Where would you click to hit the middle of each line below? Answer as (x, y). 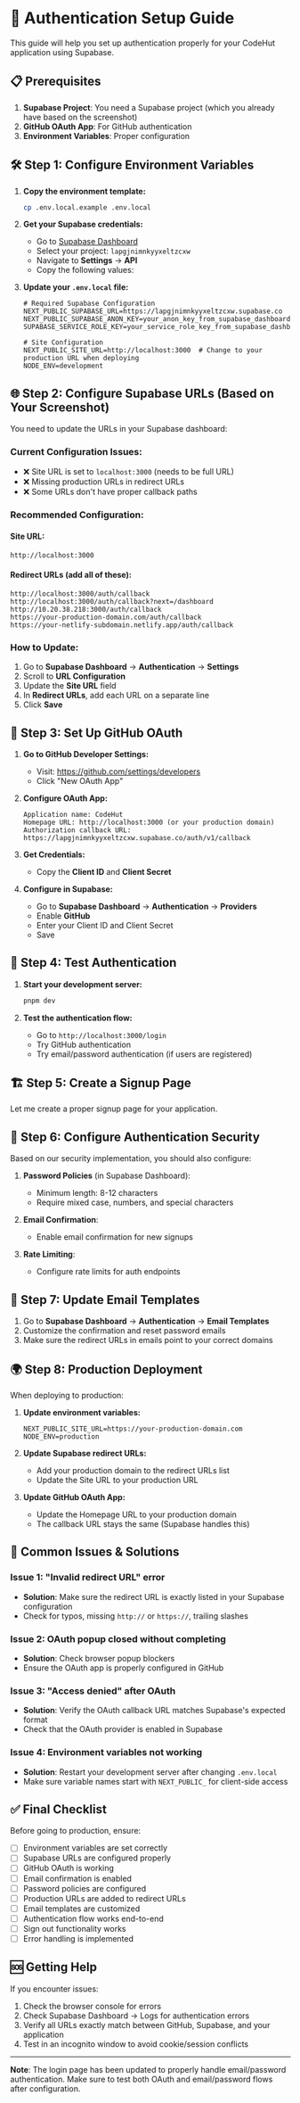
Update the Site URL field (69, 686)
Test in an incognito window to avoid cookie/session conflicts (135, 2044)
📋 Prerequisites (56, 82)
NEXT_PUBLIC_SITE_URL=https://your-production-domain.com (133, 1429)
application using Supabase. (62, 52)
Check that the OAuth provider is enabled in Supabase (123, 1729)
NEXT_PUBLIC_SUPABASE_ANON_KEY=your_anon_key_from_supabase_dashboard (157, 319)
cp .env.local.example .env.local (87, 207)
